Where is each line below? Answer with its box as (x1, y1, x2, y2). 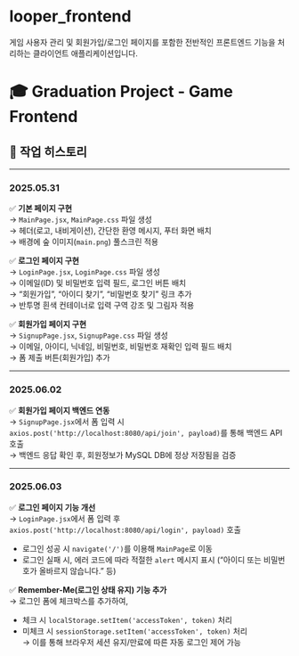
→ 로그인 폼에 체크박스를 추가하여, (9, 595, 129, 606)
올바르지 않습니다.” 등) (38, 565, 117, 576)
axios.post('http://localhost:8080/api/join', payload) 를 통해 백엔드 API (9, 427, 283, 438)
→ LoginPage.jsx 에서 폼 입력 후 (9, 512, 121, 523)
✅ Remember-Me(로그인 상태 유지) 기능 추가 (9, 584, 167, 594)
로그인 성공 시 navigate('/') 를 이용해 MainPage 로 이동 (21, 543, 214, 553)
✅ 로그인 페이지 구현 (9, 256, 80, 266)
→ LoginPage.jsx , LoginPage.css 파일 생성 (9, 266, 160, 277)
